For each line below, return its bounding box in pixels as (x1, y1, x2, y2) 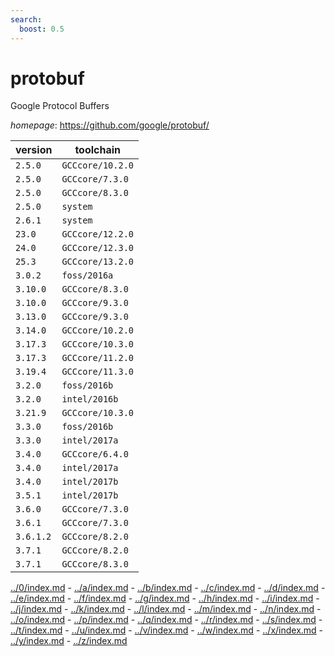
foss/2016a (61, 270, 114, 281)
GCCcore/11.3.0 (61, 366, 134, 378)
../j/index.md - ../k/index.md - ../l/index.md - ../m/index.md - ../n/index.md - (10, 603, 322, 615)
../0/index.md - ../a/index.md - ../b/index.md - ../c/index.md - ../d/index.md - (10, 582, 326, 594)
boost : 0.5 (19, 24, 65, 34)
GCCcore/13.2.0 (61, 256, 134, 268)
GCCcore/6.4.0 (61, 449, 129, 460)
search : (10, 14, 43, 25)
